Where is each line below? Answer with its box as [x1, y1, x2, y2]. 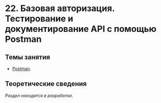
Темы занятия [5, 53, 50, 61]
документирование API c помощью [5, 24, 157, 34]
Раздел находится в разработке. [5, 92, 74, 98]
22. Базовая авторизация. [5, 3, 115, 14]
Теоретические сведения [5, 80, 87, 88]
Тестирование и [5, 13, 74, 24]
